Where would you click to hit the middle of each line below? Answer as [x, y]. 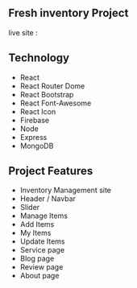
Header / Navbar [48, 199]
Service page [42, 250]
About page [39, 276]
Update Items [42, 241]
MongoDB [37, 146]
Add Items [37, 224]
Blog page [37, 259]
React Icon [38, 111]
